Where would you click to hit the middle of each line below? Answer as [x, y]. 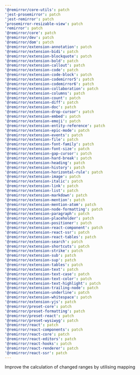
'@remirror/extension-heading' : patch [45, 163]
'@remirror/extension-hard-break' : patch [48, 158]
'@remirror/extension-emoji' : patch [43, 121]
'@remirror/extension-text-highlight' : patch [53, 283]
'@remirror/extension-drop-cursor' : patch [49, 112]
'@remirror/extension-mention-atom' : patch [51, 204]
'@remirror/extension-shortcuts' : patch [47, 246]
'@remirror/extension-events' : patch [44, 135]
